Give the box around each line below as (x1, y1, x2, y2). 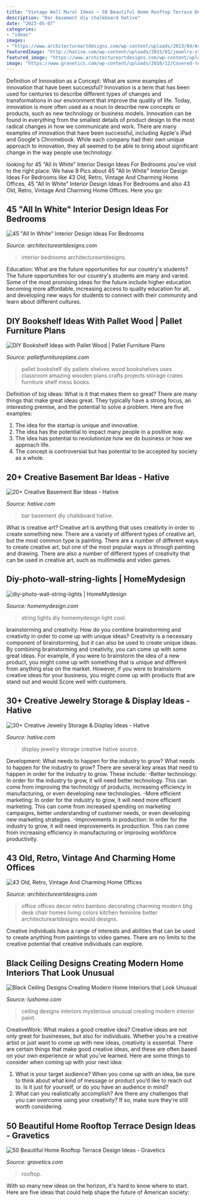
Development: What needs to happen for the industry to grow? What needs (6, 757, 195, 764)
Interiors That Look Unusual (6, 967, 115, 978)
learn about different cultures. (6, 298, 81, 306)
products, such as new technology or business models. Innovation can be (6, 110, 192, 117)
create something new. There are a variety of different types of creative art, (6, 530, 196, 538)
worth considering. (15, 1103, 63, 1110)
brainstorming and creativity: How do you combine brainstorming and (6, 626, 181, 633)
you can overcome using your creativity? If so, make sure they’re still (15, 1097, 188, 1104)
